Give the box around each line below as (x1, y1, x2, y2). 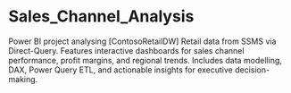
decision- (234, 64, 270, 75)
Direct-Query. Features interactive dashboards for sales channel (8, 45, 245, 55)
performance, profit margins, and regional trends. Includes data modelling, (8, 55, 283, 65)
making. (8, 73, 38, 84)
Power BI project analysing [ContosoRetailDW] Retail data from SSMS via (8, 36, 277, 46)
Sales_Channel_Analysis (8, 6, 195, 27)
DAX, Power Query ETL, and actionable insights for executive (8, 64, 234, 75)
